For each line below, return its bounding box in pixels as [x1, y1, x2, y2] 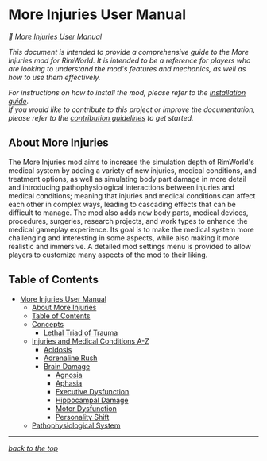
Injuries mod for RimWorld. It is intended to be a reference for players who [8, 56, 251, 65]
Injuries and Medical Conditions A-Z [31, 336, 149, 346]
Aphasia [55, 378, 83, 388]
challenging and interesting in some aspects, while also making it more [8, 232, 240, 243]
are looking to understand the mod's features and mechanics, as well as [8, 63, 246, 73]
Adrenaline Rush [43, 353, 98, 363]
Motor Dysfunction [55, 403, 118, 413]
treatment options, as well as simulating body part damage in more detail [8, 174, 246, 183]
